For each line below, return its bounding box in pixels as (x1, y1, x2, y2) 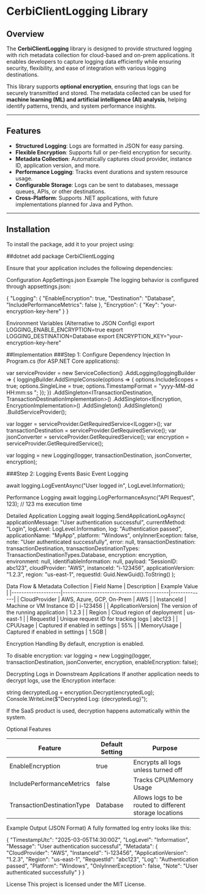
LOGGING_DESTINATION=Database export (6, 332, 115, 339)
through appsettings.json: (6, 282, 72, 290)
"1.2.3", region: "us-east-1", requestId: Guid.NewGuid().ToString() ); (6, 570, 176, 578)
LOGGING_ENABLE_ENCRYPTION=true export (6, 326, 124, 333)
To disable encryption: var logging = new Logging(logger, (6, 651, 151, 659)
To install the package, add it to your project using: (6, 240, 135, 248)
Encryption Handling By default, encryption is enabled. (6, 640, 145, 647)
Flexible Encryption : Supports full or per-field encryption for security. (15, 148, 192, 156)
